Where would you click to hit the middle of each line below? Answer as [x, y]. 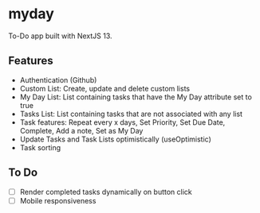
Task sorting [40, 147]
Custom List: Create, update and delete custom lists [104, 88]
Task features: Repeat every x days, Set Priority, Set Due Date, [122, 122]
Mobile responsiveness [58, 200]
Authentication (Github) [58, 79]
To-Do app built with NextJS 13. [61, 36]
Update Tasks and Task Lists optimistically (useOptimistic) [115, 139]
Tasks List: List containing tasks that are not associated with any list [131, 114]
